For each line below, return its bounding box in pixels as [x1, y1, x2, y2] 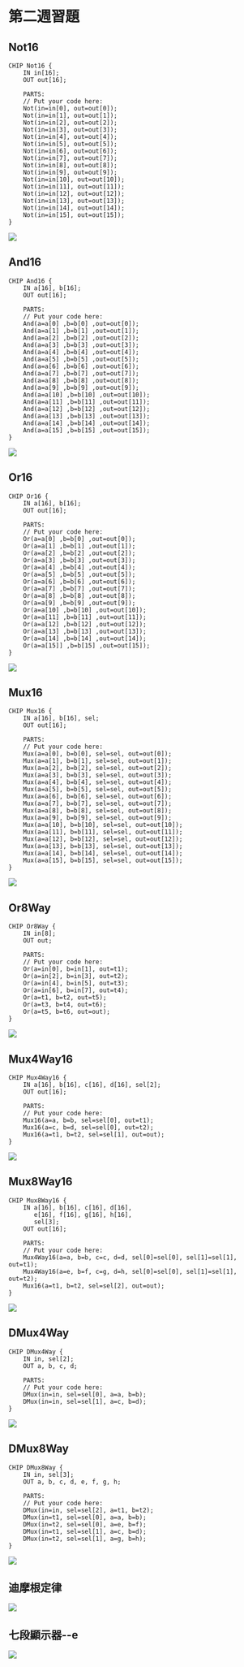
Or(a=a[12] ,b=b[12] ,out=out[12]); [23, 620, 148, 628]
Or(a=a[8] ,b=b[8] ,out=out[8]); [23, 591, 136, 600]
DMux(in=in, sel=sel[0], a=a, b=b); [23, 1390, 148, 1398]
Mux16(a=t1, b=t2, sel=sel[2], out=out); [23, 1281, 165, 1290]
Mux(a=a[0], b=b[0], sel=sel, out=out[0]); [23, 750, 173, 758]
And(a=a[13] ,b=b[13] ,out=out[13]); [23, 412, 151, 420]
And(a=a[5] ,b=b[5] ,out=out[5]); [23, 355, 139, 363]
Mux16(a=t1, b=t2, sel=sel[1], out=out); [23, 1131, 165, 1139]
